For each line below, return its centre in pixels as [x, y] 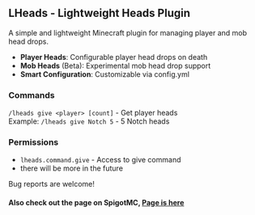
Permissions [34, 142]
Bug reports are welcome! [51, 184]
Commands [32, 95]
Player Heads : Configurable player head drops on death [114, 57]
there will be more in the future [72, 168]
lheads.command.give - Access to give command [100, 160]
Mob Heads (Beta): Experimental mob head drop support [115, 65]
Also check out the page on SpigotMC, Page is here [96, 202]
